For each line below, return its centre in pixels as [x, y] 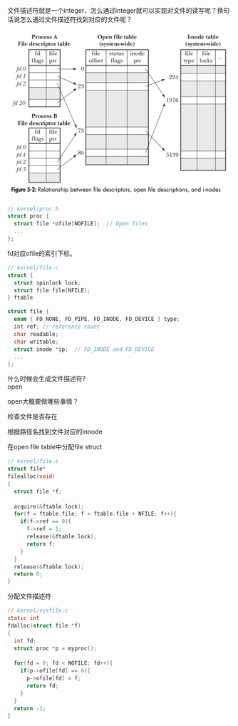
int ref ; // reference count [57, 327]
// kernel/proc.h [33, 209]
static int [24, 618]
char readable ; [36, 334]
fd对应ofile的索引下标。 [42, 253]
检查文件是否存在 [32, 416]
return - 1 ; [30, 708]
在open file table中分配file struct [55, 447]
